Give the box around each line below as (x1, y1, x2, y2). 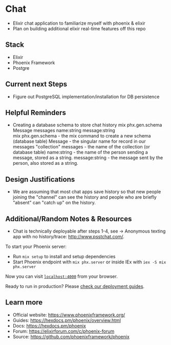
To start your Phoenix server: (5, 243, 67, 250)
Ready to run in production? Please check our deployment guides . (5, 283, 145, 289)
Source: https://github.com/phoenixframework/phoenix (12, 333, 130, 339)
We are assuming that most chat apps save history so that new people (12, 188, 161, 195)
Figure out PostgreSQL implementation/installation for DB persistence (12, 93, 160, 100)
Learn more (5, 298, 43, 307)
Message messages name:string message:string (12, 127, 115, 133)
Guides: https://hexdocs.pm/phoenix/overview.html (12, 317, 121, 323)
